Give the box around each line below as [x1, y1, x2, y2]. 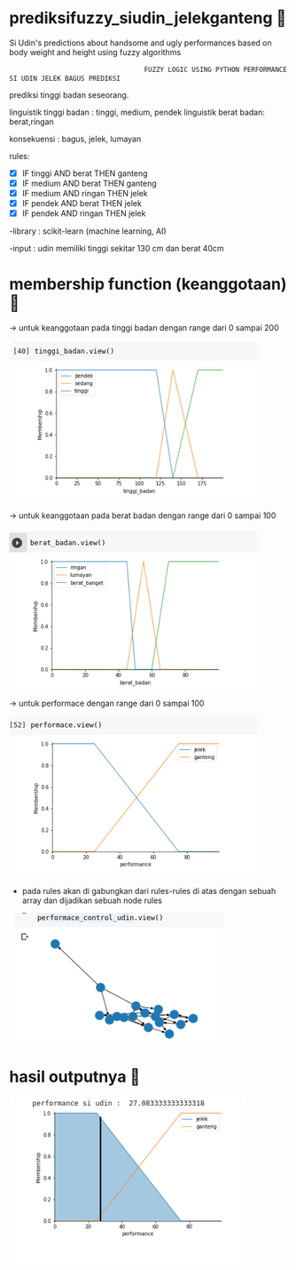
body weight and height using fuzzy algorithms [9, 46, 182, 57]
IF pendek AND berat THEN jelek [21, 198, 142, 209]
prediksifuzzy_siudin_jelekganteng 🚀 [9, 8, 287, 28]
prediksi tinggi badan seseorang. [9, 89, 129, 100]
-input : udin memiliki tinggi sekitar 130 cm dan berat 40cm [9, 244, 224, 254]
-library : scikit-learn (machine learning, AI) [9, 226, 167, 236]
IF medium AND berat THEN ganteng [21, 178, 157, 188]
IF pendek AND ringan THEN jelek [21, 208, 146, 219]
